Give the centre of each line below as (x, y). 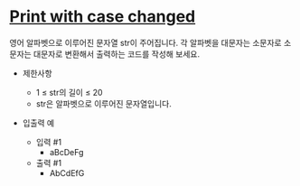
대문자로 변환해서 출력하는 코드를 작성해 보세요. (117, 54)
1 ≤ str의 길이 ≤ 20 (69, 92)
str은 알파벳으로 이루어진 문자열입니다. (103, 103)
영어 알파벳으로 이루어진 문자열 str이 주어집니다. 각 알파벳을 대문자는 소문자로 (145, 42)
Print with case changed (103, 17)
